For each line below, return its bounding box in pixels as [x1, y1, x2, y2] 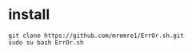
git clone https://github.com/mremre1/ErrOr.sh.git [8, 32, 184, 40]
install [8, 6, 50, 24]
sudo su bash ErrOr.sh [8, 38, 84, 47]
